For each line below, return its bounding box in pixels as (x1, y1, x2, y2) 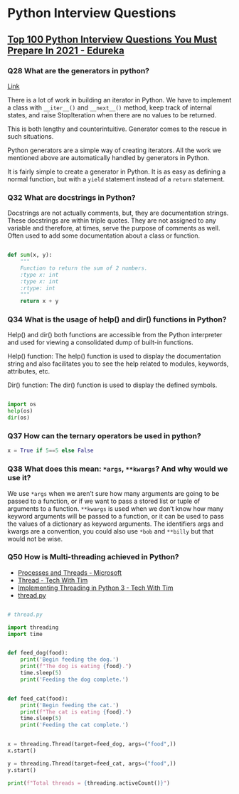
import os (7, 401, 37, 408)
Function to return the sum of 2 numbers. (20, 265, 148, 272)
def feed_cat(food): (7, 695, 69, 702)
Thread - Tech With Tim (17, 576, 88, 584)
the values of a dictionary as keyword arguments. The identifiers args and (7, 519, 224, 528)
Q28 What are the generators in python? (7, 65, 150, 75)
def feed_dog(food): (7, 650, 69, 657)
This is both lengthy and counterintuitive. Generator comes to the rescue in (7, 125, 228, 133)
